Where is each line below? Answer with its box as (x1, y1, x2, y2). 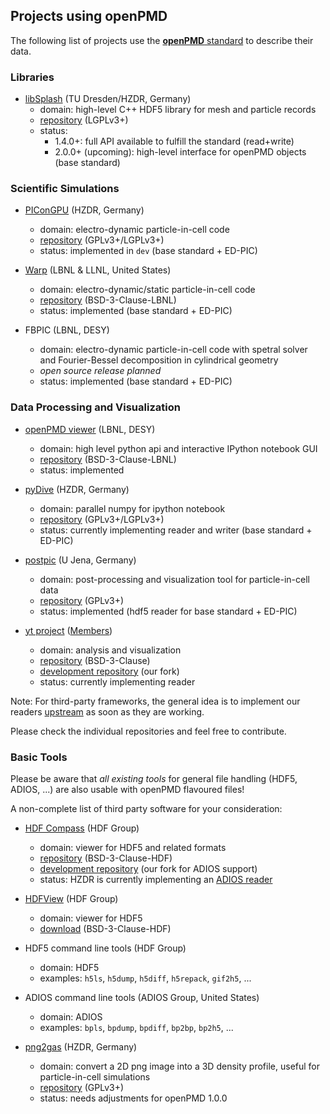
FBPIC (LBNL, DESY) (24, 324, 110, 336)
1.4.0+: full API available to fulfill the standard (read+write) (54, 135, 295, 148)
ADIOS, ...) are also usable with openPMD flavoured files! (10, 784, 245, 795)
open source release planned (39, 365, 162, 377)
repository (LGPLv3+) (39, 114, 129, 126)
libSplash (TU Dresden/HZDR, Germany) (24, 93, 192, 105)
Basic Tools (10, 750, 68, 764)
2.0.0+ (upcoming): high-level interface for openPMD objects (54, 146, 307, 158)
